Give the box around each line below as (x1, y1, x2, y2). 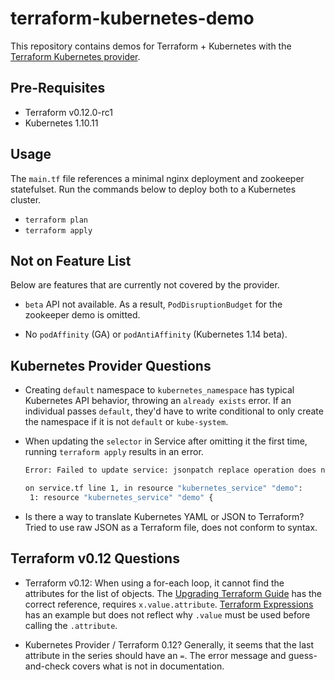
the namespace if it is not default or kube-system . (24, 416, 229, 428)
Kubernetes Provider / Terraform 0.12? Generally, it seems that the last (24, 638, 314, 651)
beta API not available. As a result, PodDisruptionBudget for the (24, 298, 283, 311)
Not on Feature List (10, 252, 132, 269)
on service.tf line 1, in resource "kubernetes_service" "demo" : (24, 483, 303, 494)
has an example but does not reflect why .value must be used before (24, 608, 311, 621)
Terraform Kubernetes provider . (10, 50, 141, 62)
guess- (288, 649, 318, 661)
